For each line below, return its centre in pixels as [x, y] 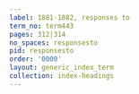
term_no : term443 [42, 26]
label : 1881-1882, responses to [69, 17]
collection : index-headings [62, 76]
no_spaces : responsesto [54, 43]
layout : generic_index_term [62, 68]
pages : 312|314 [38, 34]
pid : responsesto [42, 51]
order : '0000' [36, 59]
